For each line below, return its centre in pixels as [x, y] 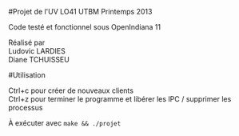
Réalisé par [27, 42]
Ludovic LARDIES [37, 51]
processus [26, 108]
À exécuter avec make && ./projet [65, 123]
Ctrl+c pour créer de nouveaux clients [71, 90]
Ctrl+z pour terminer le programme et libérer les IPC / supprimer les [120, 99]
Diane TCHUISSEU [39, 60]
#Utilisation [27, 75]
